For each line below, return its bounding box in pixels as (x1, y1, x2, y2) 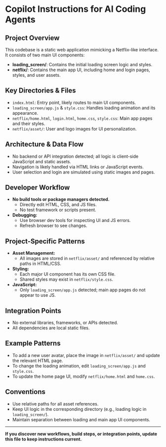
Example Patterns (5, 339, 61, 348)
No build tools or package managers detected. (12, 196, 110, 202)
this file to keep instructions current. (5, 436, 82, 442)
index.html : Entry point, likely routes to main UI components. (12, 99, 136, 105)
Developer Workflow (5, 183, 70, 192)
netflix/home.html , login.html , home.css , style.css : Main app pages (12, 115, 153, 121)
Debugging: (12, 212, 38, 218)
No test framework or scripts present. (19, 207, 96, 213)
